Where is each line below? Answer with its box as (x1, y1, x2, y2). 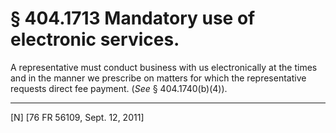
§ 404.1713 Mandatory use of (10, 7, 256, 30)
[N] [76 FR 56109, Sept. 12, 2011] (10, 111, 145, 123)
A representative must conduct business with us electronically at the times (10, 61, 318, 73)
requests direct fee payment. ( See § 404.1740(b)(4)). (10, 82, 228, 94)
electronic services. (10, 28, 180, 51)
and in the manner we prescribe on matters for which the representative (10, 72, 307, 84)
